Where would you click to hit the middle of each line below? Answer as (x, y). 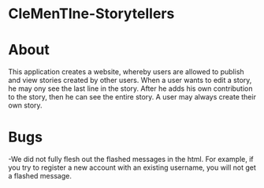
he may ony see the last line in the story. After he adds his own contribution (131, 88)
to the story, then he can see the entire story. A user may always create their (132, 97)
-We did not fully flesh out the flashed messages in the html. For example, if (131, 160)
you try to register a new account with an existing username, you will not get (132, 167)
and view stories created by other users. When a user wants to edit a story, (130, 81)
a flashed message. (40, 176)
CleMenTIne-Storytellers (91, 14)
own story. (25, 105)
